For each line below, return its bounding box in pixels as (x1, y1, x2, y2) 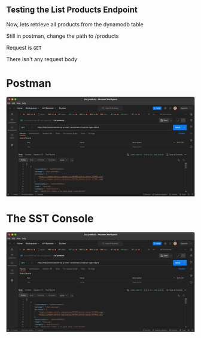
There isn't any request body (6, 55, 78, 62)
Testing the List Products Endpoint (6, 5, 138, 15)
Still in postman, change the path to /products (6, 32, 119, 40)
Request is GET (6, 44, 42, 51)
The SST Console (6, 212, 94, 225)
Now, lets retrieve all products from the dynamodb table (6, 20, 144, 28)
